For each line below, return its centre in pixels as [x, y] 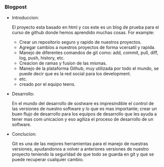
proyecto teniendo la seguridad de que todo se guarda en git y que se [83, 154]
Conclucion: [24, 134]
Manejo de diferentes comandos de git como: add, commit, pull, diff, [89, 53]
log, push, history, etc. [42, 58]
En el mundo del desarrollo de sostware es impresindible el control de [83, 104]
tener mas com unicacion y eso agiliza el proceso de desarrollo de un [82, 119]
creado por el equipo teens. [47, 84]
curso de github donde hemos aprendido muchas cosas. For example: [83, 33]
